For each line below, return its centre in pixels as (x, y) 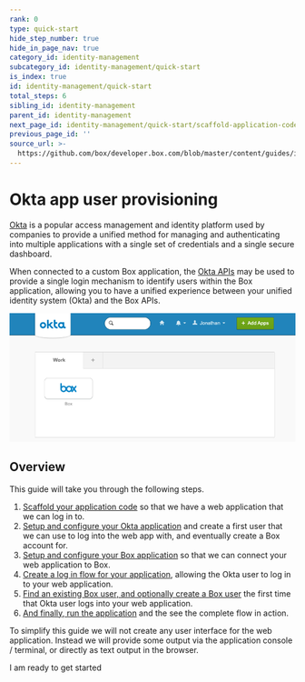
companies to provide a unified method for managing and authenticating (145, 234)
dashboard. (31, 254)
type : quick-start (44, 29)
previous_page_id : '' (50, 135)
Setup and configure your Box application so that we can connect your (155, 555)
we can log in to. (54, 516)
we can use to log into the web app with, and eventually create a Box (151, 536)
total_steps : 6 (38, 95)
